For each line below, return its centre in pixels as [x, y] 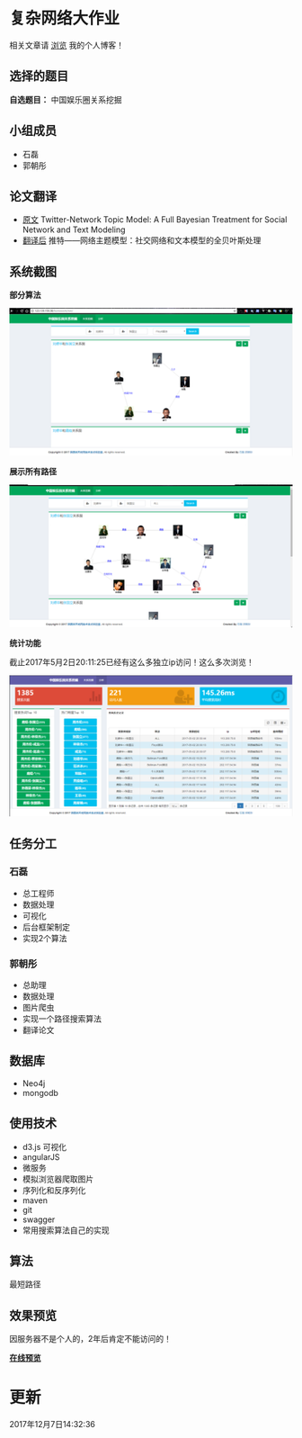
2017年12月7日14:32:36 [53, 1425]
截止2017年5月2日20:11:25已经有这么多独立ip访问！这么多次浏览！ [132, 661]
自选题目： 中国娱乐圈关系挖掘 [66, 99]
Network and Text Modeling [74, 229]
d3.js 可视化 [44, 1146]
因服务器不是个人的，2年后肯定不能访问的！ [91, 1339]
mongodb [40, 1092]
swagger [39, 1219]
